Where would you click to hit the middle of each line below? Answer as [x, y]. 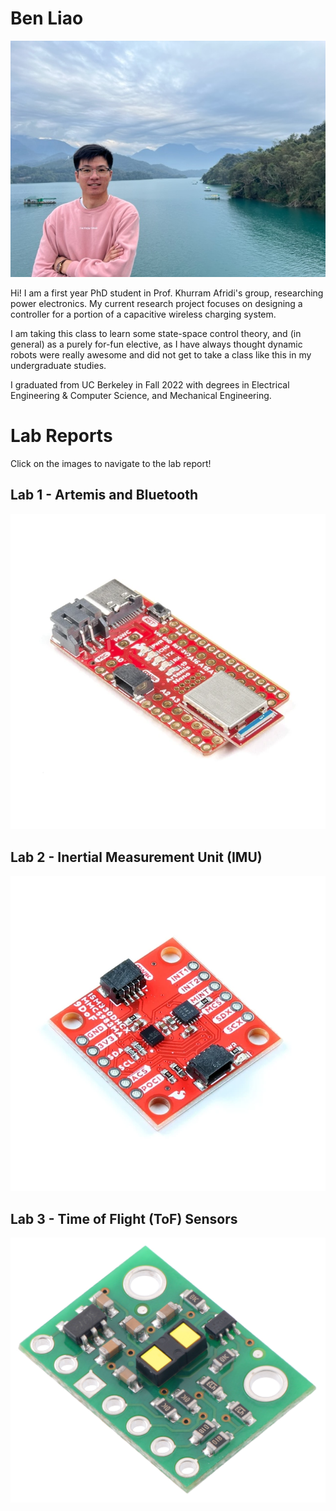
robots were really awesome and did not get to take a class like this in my [161, 354]
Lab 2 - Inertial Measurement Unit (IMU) [136, 857]
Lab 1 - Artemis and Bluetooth [104, 495]
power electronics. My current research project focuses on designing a [156, 303]
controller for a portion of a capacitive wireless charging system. [143, 314]
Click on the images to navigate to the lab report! [111, 463]
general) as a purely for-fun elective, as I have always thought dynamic [156, 344]
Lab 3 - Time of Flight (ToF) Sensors [124, 1218]
